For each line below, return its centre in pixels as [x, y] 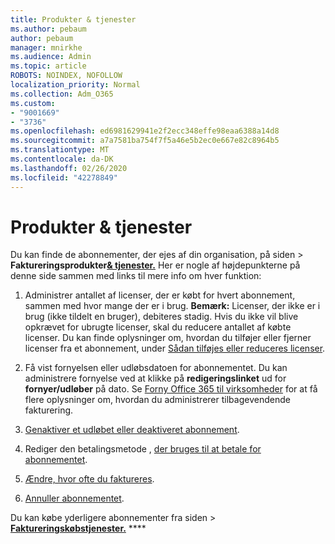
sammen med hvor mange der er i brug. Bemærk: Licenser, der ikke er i [172, 306]
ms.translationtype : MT [60, 150]
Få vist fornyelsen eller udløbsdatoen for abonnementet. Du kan [156, 368]
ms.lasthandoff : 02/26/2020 [69, 168]
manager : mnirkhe [46, 47]
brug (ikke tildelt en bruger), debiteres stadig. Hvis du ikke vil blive [161, 317]
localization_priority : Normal [75, 85]
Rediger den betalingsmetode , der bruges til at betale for [143, 449]
